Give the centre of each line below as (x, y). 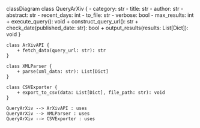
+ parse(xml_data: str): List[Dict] (63, 72)
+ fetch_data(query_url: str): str (62, 50)
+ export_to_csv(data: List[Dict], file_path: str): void (91, 93)
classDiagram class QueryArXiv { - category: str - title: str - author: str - (95, 9)
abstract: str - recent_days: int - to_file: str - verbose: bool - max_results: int (100, 15)
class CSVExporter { (32, 87)
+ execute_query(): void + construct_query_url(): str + (73, 21)
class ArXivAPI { (28, 45)
